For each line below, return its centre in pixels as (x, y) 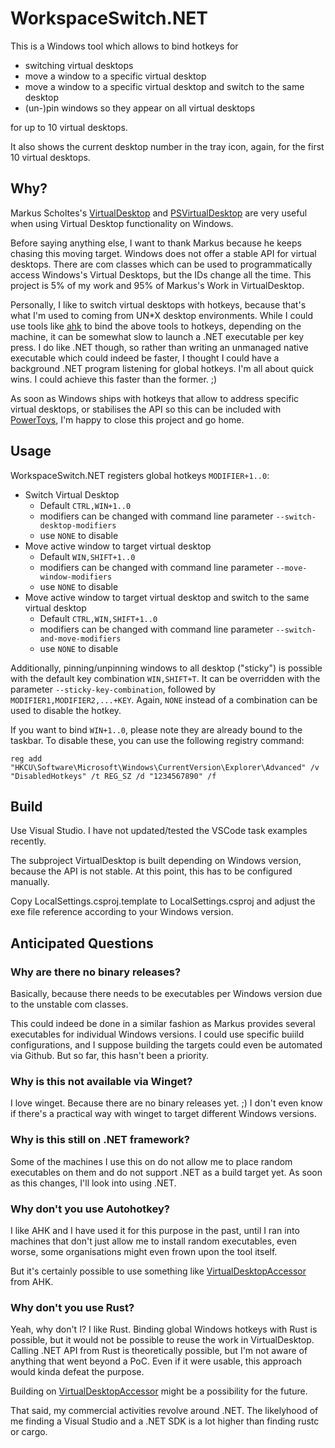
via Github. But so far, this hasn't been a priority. (110, 1056)
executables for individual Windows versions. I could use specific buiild (157, 1034)
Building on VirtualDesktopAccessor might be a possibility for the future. (159, 1391)
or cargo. (29, 1432)
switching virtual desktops (79, 65)
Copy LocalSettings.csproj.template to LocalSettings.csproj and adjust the (163, 901)
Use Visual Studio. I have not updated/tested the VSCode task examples (159, 831)
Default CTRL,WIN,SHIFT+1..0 (98, 618)
